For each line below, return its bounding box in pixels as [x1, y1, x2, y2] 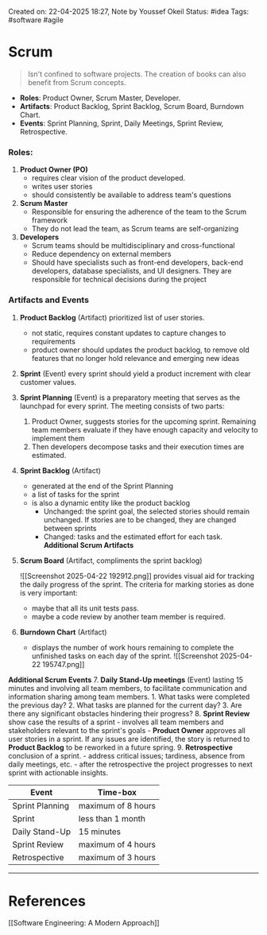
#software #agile [8, 15, 64, 25]
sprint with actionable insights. [8, 767, 109, 778]
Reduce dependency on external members [31, 250, 172, 259]
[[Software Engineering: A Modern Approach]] [8, 918, 161, 928]
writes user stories [31, 182, 93, 192]
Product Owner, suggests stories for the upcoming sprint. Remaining [31, 417, 257, 426]
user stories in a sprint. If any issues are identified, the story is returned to [8, 734, 250, 743]
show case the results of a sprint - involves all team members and [8, 717, 224, 727]
